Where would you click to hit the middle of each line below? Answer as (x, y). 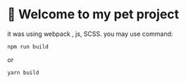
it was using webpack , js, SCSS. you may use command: (90, 34)
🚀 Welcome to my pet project (93, 14)
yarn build (23, 72)
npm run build (28, 46)
